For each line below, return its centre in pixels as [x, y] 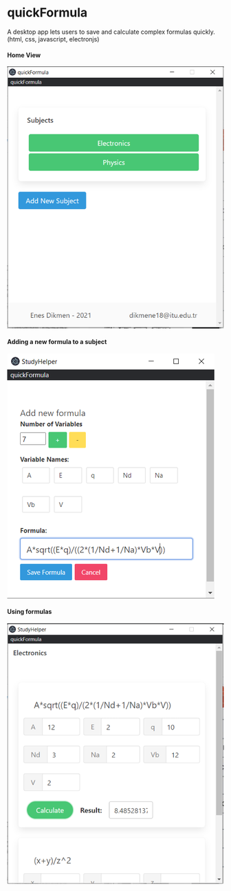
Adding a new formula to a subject [57, 342]
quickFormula [47, 13]
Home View [24, 55]
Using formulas [30, 612]
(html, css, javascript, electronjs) [53, 39]
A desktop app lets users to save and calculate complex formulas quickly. [111, 32]
